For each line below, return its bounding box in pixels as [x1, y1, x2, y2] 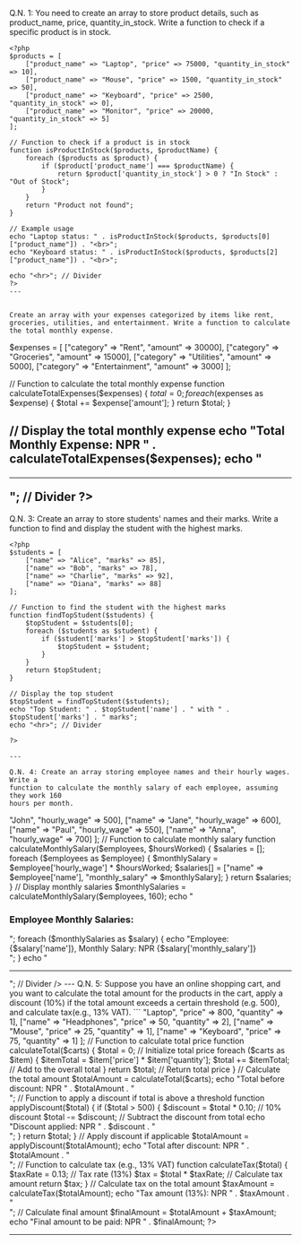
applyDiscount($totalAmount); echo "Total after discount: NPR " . [9, 1140, 249, 1151]
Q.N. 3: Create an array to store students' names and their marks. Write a [9, 513, 279, 523]
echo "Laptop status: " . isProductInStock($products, [9, 232, 219, 241]
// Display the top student [9, 689, 115, 698]
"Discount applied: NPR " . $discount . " [9, 1121, 156, 1132]
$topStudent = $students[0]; [25, 618, 134, 627]
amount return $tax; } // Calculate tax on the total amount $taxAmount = [9, 1179, 275, 1189]
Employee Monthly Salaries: [9, 913, 134, 926]
